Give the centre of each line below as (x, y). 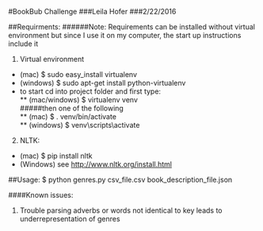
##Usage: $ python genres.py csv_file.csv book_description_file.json (120, 179)
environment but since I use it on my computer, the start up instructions (125, 35)
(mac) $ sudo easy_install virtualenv (78, 74)
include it (23, 44)
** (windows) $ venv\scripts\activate (80, 125)
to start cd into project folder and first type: (90, 91)
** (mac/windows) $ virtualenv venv (79, 100)
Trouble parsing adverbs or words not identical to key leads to (121, 210)
